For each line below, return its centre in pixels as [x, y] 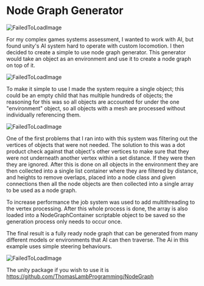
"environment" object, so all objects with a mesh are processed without [96, 108]
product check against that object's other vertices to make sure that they [98, 151]
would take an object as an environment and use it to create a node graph [99, 59]
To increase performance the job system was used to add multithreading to [101, 202]
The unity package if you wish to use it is [58, 270]
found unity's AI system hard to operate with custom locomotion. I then [95, 46]
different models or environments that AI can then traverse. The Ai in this [97, 240]
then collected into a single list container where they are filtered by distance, [102, 171]
